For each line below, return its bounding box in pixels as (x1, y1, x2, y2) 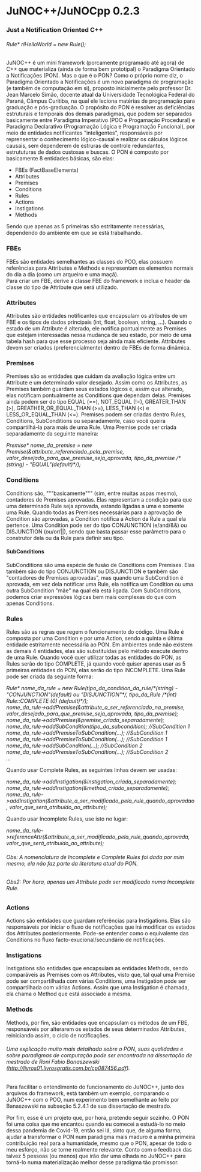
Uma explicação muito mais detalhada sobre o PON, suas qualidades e (6, 1045, 184, 1052)
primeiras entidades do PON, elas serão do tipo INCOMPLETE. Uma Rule (6, 667, 186, 673)
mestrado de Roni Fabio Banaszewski (6, 1058, 100, 1066)
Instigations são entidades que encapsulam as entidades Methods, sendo (6, 965, 188, 972)
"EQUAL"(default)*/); (29, 461, 81, 468)
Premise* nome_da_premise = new (6, 442, 92, 449)
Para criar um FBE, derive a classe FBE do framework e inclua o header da (6, 277, 190, 284)
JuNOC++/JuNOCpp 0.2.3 (6, 4, 140, 18)
